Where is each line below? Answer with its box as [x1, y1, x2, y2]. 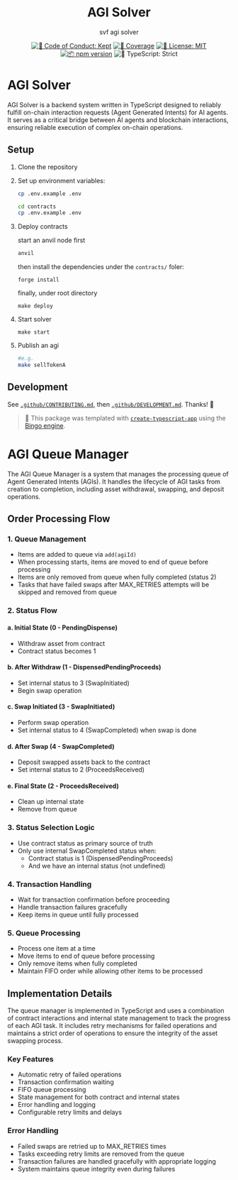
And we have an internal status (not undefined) [28, 861, 166, 870]
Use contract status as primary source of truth [17, 838, 154, 847]
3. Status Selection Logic [7, 823, 95, 833]
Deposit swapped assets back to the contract [17, 758, 151, 767]
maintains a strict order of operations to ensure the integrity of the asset [7, 1029, 218, 1037]
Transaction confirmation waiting [17, 1078, 115, 1086]
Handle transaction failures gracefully [17, 902, 127, 911]
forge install [17, 276, 59, 284]
